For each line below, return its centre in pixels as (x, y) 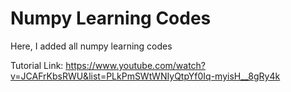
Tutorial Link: (37, 65)
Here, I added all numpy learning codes (91, 46)
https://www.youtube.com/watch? (136, 65)
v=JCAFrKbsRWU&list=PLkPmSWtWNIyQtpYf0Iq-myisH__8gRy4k (145, 76)
